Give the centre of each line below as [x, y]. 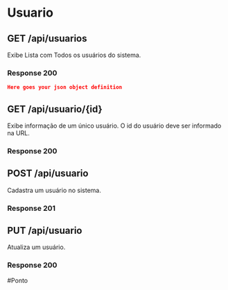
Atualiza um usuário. [36, 247]
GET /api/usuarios [47, 39]
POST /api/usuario [48, 174]
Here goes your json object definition [65, 87]
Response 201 [32, 208]
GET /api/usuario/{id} [55, 109]
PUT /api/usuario [45, 231]
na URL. [18, 133]
